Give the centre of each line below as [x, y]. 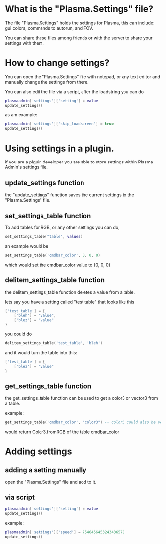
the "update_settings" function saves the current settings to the [70, 195]
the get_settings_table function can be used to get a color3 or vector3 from [82, 398]
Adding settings [39, 452]
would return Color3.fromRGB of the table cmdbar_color [62, 432]
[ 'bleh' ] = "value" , [35, 316]
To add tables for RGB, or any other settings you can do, [62, 227]
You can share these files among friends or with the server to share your [79, 38]
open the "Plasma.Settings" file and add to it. [51, 482]
